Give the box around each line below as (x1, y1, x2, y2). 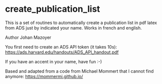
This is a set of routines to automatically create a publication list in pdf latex (5, 20, 158, 26)
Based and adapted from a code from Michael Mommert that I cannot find (5, 68, 154, 74)
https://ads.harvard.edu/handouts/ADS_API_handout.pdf (5, 49, 119, 55)
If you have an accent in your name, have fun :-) (5, 58, 102, 64)
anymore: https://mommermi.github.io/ (5, 73, 83, 79)
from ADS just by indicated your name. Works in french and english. (5, 25, 142, 30)
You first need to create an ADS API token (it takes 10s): (5, 44, 117, 50)
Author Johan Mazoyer (5, 34, 51, 40)
